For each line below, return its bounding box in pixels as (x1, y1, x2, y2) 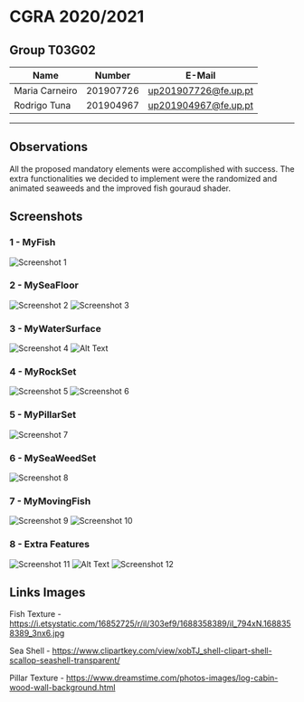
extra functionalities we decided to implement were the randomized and (9, 173, 278, 184)
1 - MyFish (9, 236, 56, 249)
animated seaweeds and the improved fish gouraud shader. (9, 183, 232, 194)
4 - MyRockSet (9, 365, 77, 378)
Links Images (9, 584, 86, 600)
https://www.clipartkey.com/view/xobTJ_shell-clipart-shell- (52, 645, 273, 657)
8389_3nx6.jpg (9, 628, 65, 639)
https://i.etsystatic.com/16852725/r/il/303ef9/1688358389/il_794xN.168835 (9, 618, 291, 630)
